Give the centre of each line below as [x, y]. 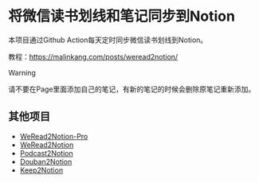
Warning [22, 72]
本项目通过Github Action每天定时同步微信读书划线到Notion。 [108, 40]
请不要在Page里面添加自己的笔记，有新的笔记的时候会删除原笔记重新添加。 [132, 89]
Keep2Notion [41, 170]
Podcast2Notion [46, 153]
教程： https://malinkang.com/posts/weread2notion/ [93, 56]
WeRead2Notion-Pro [54, 136]
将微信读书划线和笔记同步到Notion [122, 16]
